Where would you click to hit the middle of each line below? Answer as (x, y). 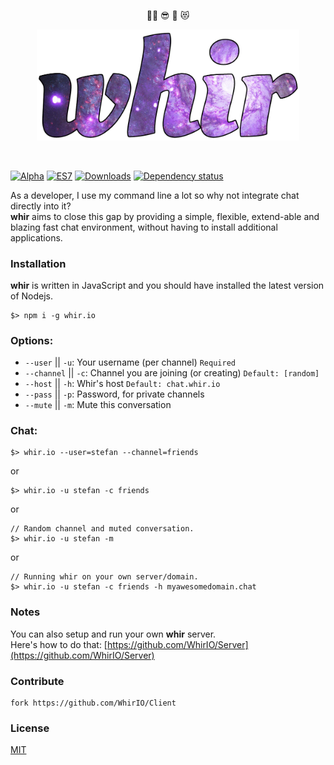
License (30, 728)
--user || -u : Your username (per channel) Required (130, 362)
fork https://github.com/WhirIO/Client (93, 703)
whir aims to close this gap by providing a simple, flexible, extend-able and (165, 216)
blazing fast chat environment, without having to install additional (144, 227)
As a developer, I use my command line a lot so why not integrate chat (155, 195)
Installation (38, 263)
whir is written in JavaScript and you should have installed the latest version (167, 285)
